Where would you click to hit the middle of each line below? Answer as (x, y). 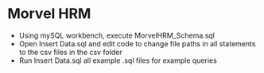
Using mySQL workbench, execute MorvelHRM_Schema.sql (117, 35)
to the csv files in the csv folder (70, 52)
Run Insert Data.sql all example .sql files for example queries (118, 60)
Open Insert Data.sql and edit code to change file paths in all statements (137, 43)
